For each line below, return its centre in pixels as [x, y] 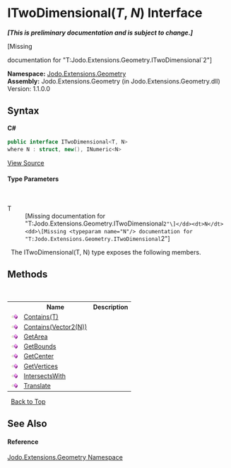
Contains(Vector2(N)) [55, 327]
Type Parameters [33, 179]
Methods [28, 275]
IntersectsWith [45, 375]
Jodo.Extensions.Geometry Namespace [65, 457]
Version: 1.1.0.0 [29, 88]
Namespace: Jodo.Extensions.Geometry [67, 74]
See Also [27, 423]
